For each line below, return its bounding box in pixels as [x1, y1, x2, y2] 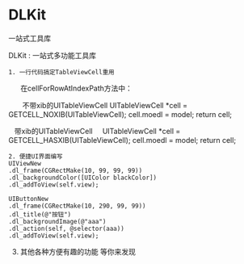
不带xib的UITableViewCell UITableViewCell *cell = [22, 100, 188, 110]
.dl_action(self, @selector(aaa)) [8, 224, 125, 233]
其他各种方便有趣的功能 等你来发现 [19, 246, 136, 256]
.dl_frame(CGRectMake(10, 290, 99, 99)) [8, 202, 147, 210]
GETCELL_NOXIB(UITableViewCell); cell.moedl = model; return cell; [8, 109, 233, 119]
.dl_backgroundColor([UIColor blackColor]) [8, 174, 158, 182]
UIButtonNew [8, 195, 48, 203]
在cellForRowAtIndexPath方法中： [19, 83, 133, 93]
